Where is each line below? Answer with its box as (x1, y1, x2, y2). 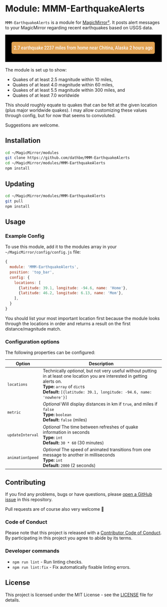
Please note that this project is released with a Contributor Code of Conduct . (5, 530, 162, 536)
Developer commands (5, 547, 60, 554)
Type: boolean (43, 411, 72, 417)
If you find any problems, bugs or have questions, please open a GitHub (5, 491, 153, 497)
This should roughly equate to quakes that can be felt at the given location (5, 102, 158, 108)
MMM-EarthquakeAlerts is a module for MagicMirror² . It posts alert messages (5, 19, 160, 25)
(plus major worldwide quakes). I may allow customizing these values (5, 107, 148, 113)
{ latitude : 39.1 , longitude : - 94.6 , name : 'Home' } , (18, 285, 128, 290)
